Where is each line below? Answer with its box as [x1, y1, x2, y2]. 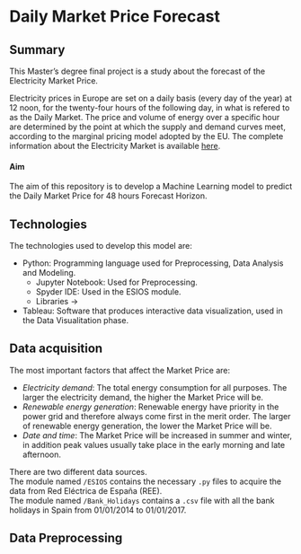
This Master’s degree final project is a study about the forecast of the [9, 66, 266, 76]
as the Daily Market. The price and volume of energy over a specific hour [9, 112, 280, 122]
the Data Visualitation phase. [22, 315, 128, 326]
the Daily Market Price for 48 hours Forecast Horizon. [9, 190, 208, 201]
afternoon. [22, 449, 61, 460]
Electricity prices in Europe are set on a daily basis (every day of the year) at [9, 92, 292, 103]
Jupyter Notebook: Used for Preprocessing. [35, 277, 198, 288]
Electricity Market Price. [9, 75, 99, 86]
